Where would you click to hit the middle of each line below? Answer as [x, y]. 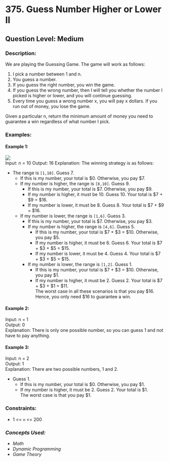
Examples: [18, 134]
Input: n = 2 [17, 359]
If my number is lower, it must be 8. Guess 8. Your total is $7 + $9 [96, 205]
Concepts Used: [26, 433]
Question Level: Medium [45, 39]
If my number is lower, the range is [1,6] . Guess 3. [73, 216]
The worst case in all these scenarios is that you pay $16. [95, 291]
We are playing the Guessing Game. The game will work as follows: [75, 64]
